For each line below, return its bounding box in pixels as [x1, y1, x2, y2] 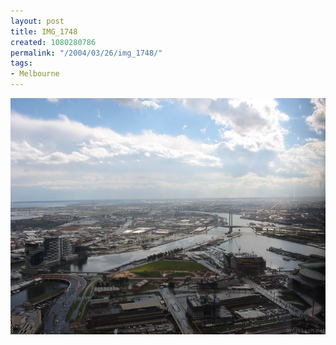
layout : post [10, 16, 65, 26]
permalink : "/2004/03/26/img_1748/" [10, 48, 163, 58]
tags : [10, 58, 33, 69]
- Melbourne [10, 69, 60, 79]
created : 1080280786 [10, 37, 97, 47]
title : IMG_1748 [10, 26, 78, 37]
